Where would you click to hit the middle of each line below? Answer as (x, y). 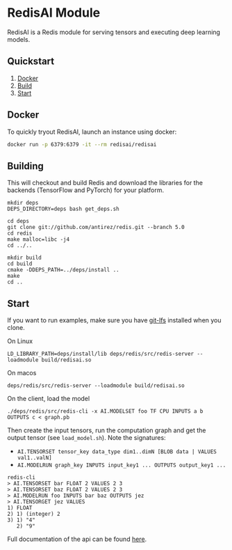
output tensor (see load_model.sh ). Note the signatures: (86, 438)
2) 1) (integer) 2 (34, 514)
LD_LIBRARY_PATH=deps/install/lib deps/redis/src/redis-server (101, 354)
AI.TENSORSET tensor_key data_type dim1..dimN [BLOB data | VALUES (117, 452)
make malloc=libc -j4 (39, 239)
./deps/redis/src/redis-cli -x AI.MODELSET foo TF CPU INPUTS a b (105, 411)
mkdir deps (23, 203)
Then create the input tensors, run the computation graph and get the (107, 430)
